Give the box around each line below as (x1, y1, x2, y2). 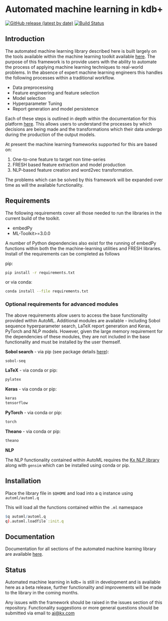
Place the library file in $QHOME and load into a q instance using (5, 490, 133, 496)
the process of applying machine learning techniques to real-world (5, 64, 143, 70)
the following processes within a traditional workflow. (5, 74, 115, 81)
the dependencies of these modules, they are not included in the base (5, 333, 150, 339)
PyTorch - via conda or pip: (5, 410, 62, 416)
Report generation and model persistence (12, 105, 99, 111)
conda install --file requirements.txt (5, 289, 89, 294)
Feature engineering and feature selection (12, 89, 99, 96)
